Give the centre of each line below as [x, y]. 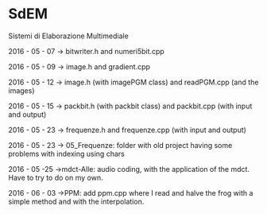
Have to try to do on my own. [56, 177]
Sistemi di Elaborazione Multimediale [68, 36]
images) [21, 90]
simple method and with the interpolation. [76, 201]
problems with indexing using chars [66, 154]
